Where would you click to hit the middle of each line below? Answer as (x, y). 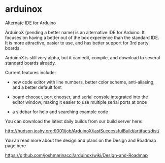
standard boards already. (31, 63)
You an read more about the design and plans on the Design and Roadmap (81, 140)
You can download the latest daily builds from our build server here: (74, 121)
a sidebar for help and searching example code (60, 112)
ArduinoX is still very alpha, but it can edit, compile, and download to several (82, 57)
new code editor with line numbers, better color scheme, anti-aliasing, (83, 82)
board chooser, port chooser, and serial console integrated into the (80, 97)
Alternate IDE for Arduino (31, 23)
